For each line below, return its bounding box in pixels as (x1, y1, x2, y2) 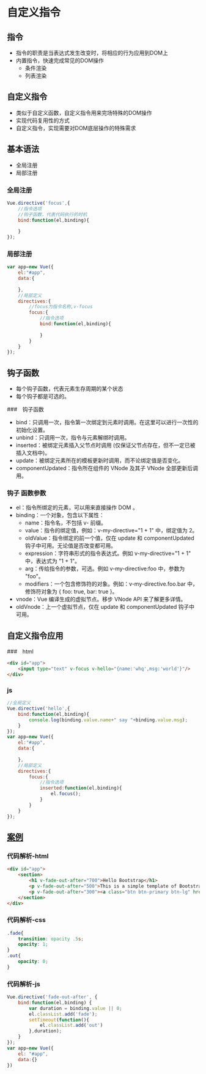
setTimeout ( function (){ (29, 1017, 89, 1023)
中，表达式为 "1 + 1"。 (24, 557, 81, 565)
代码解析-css (7, 916, 46, 924)
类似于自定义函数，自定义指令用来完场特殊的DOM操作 (15, 109, 152, 116)
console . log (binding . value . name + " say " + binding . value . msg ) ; (29, 716, 188, 723)
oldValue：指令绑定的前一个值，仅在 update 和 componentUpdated (24, 534, 194, 542)
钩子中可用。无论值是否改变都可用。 (24, 542, 117, 550)
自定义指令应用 (7, 630, 64, 641)
